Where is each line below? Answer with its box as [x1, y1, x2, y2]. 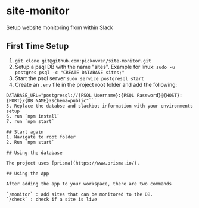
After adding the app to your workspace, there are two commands [6, 181, 172, 187]
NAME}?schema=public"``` [35, 97, 97, 103]
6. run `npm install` [6, 113, 60, 119]
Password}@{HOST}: [136, 92, 183, 99]
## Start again [6, 129, 44, 135]
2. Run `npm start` [6, 139, 55, 145]
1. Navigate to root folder [6, 134, 76, 140]
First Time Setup [6, 41, 69, 51]
